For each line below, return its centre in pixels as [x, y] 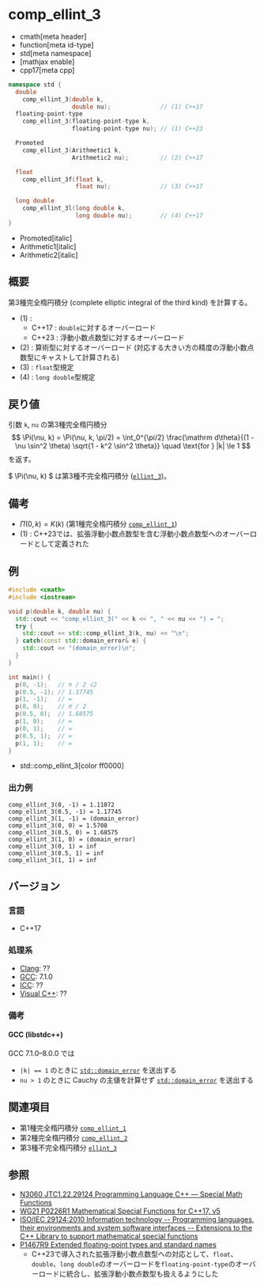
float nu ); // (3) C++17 [139, 187]
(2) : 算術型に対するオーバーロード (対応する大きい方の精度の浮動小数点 [137, 347]
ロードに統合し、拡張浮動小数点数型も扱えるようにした [128, 1274]
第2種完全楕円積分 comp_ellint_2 [74, 1137]
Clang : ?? [35, 968]
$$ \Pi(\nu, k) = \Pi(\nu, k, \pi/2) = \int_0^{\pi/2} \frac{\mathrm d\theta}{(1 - [133, 437]
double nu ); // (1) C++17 [137, 107]
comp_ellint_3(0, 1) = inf [53, 846]
